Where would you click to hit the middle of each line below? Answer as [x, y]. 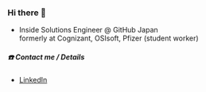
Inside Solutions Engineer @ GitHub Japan [88, 30]
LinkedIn [33, 80]
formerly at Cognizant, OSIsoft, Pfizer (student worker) [109, 38]
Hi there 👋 [27, 13]
